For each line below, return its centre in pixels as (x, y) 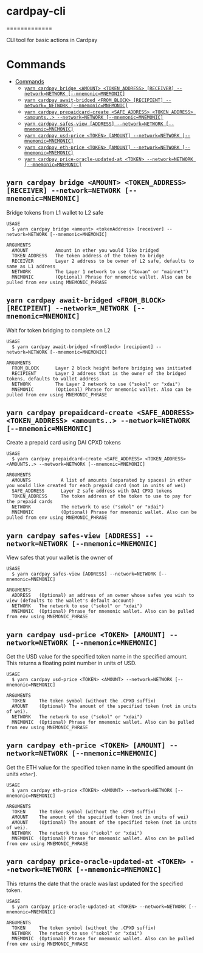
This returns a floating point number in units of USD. (71, 663)
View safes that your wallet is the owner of (60, 558)
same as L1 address (31, 266)
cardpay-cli (36, 11)
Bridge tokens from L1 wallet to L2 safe (55, 212)
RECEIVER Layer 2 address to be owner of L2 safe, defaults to (103, 261)
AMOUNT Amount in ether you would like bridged (85, 250)
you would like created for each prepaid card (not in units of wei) (96, 486)
